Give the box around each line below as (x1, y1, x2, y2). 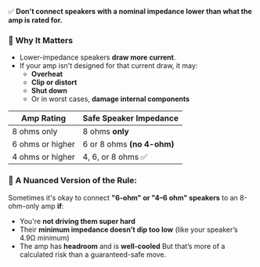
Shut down (31, 86, 68, 96)
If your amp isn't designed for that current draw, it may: (19, 61, 198, 70)
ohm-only (8, 201, 40, 211)
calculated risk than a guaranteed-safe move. (19, 250, 167, 259)
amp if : (41, 201, 64, 211)
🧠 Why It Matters (8, 34, 73, 45)
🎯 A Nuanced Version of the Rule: (8, 175, 137, 186)
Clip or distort (31, 78, 78, 87)
